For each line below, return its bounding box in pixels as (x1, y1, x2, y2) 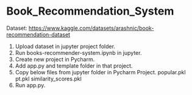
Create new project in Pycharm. (15, 55, 95, 63)
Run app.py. (15, 81, 46, 89)
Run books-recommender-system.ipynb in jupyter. (15, 49, 142, 56)
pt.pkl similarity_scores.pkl (15, 75, 82, 82)
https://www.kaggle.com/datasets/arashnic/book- (28, 24, 154, 32)
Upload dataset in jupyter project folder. (15, 43, 116, 50)
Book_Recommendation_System (6, 4, 174, 18)
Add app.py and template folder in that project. (15, 62, 133, 69)
